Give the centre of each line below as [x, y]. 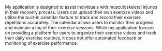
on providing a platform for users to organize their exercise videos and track [81, 33]
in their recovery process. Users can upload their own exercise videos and [79, 12]
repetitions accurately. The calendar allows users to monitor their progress [79, 22]
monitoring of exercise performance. [42, 43]
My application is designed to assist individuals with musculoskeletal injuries [81, 7]
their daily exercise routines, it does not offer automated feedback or [73, 38]
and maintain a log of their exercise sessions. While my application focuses [80, 28]
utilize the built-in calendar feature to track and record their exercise [73, 17]
